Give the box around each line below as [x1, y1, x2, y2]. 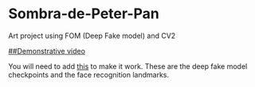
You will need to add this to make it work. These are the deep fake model [8, 61, 248, 71]
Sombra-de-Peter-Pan [8, 5, 159, 23]
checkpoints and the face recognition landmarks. [8, 70, 170, 79]
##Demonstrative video [8, 46, 86, 55]
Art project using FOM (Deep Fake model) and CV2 [8, 31, 176, 40]
